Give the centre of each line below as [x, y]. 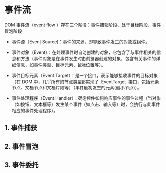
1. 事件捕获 [21, 128]
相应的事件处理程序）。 [35, 110]
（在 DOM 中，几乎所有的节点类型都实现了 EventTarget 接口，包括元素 [85, 81]
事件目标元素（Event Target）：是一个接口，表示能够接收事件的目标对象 [84, 75]
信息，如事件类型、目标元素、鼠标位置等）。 [61, 65]
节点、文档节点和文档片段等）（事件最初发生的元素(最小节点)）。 [77, 87]
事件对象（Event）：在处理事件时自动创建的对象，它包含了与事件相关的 [84, 52]
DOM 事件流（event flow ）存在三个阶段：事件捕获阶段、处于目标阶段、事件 [83, 25]
